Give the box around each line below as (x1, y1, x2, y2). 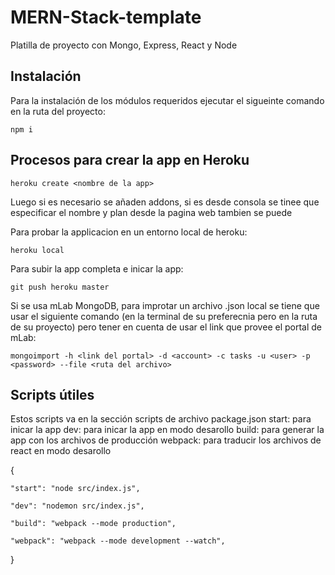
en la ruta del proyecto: (10, 105, 106, 117)
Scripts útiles (10, 386, 95, 403)
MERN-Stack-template (10, 6, 202, 29)
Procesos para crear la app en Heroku (10, 152, 250, 169)
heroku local (10, 245, 65, 255)
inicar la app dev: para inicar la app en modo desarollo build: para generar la (10, 424, 325, 436)
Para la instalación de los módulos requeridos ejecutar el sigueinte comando (10, 94, 325, 106)
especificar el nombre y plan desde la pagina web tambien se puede (10, 206, 293, 218)
